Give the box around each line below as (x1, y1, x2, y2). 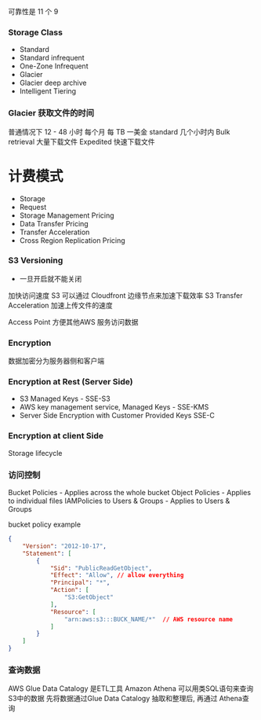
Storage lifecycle (8, 448, 63, 457)
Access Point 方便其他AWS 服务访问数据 (8, 317, 139, 326)
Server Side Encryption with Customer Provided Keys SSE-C (19, 411, 216, 421)
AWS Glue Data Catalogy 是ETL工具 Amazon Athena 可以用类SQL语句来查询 (8, 684, 254, 693)
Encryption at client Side (8, 431, 104, 442)
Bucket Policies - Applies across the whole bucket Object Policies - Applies (8, 488, 252, 498)
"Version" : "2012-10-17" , (22, 542, 107, 550)
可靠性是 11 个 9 (8, 7, 59, 16)
